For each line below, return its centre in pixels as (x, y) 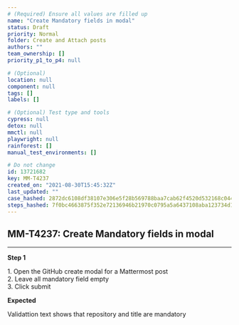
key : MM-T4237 (28, 179)
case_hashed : (27, 198)
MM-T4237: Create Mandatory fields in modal (111, 233)
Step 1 (17, 258)
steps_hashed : (28, 205)
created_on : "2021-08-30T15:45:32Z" (62, 185)
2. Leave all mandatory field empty (58, 279)
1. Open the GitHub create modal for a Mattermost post (88, 272)
